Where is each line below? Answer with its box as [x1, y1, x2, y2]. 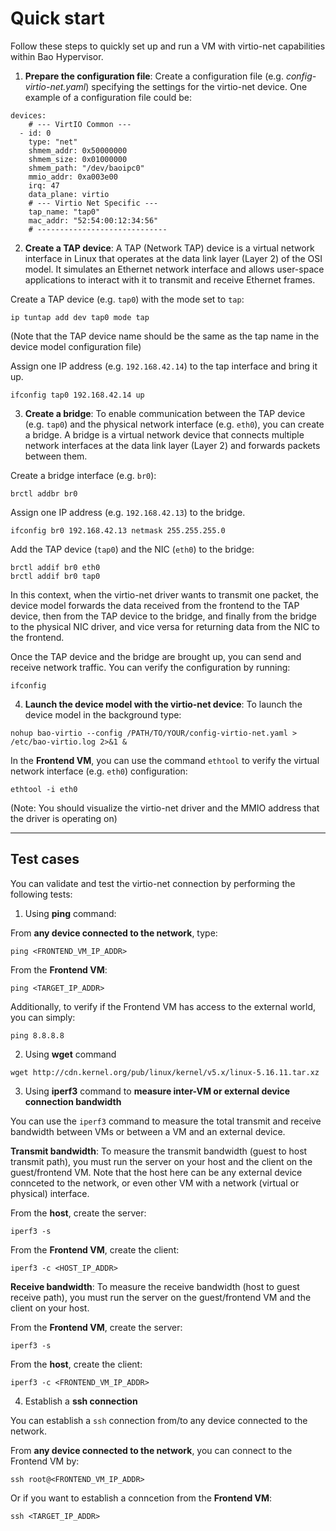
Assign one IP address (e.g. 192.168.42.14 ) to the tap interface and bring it [10, 360, 318, 372]
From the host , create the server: [10, 1207, 147, 1219]
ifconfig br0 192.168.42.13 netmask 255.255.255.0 [10, 525, 226, 536]
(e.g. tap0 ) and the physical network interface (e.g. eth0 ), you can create [24, 418, 325, 430]
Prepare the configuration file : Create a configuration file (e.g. [24, 70, 284, 82]
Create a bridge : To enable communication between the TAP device [24, 407, 306, 419]
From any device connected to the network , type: [10, 927, 218, 939]
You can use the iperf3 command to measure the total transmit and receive [10, 1115, 322, 1127]
